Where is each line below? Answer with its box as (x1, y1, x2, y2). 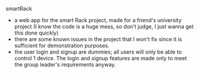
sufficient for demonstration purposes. (14, 42, 110, 49)
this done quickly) (14, 29, 59, 36)
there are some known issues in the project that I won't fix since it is (14, 36, 182, 42)
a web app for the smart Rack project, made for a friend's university (14, 17, 182, 23)
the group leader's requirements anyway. (14, 61, 116, 68)
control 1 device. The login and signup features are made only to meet (14, 55, 187, 61)
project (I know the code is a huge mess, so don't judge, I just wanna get (14, 23, 194, 30)
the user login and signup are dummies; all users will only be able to (14, 48, 182, 55)
